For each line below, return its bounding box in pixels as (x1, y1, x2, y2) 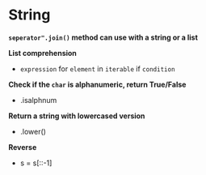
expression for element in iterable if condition (19, 63, 175, 74)
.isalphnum (19, 95, 57, 105)
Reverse (8, 142, 37, 152)
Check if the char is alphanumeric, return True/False (8, 79, 187, 89)
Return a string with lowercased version (8, 111, 145, 121)
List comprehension (8, 48, 77, 58)
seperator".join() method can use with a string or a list (8, 32, 198, 42)
